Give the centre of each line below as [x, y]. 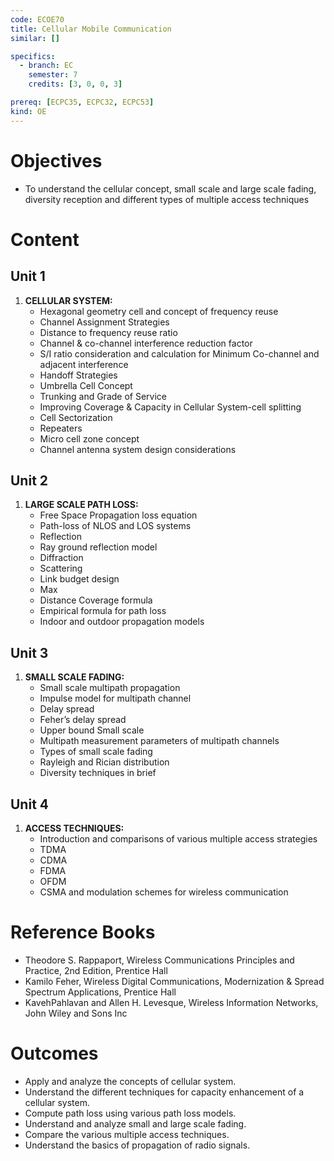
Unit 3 [29, 652]
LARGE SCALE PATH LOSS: [81, 505]
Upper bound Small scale [92, 730]
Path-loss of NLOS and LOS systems [115, 526]
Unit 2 [29, 480]
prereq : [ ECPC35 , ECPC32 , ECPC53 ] [82, 102]
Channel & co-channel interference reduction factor [146, 343]
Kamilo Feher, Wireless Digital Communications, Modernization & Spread [174, 981]
